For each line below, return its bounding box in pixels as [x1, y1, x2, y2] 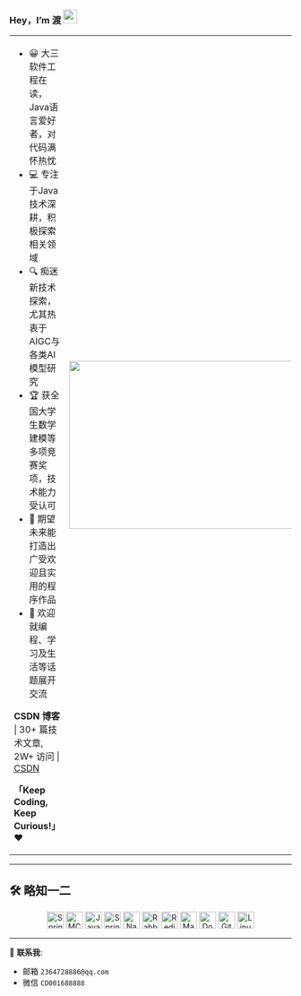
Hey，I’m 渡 [9, 13, 62, 26]
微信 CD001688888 [21, 977, 85, 988]
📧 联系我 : [9, 947, 43, 958]
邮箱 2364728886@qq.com [21, 966, 109, 977]
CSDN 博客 [13, 710, 61, 723]
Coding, [13, 796, 48, 809]
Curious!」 [13, 820, 61, 833]
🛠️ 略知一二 [9, 883, 72, 898]
